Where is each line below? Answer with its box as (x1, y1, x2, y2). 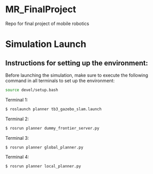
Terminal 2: (5, 116, 29, 122)
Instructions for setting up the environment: (5, 59, 148, 67)
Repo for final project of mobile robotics (5, 20, 90, 27)
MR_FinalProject (5, 4, 77, 15)
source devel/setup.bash (5, 87, 58, 92)
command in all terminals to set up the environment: (5, 78, 115, 84)
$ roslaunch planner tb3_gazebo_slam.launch (5, 106, 102, 112)
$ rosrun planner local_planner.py (5, 164, 81, 169)
